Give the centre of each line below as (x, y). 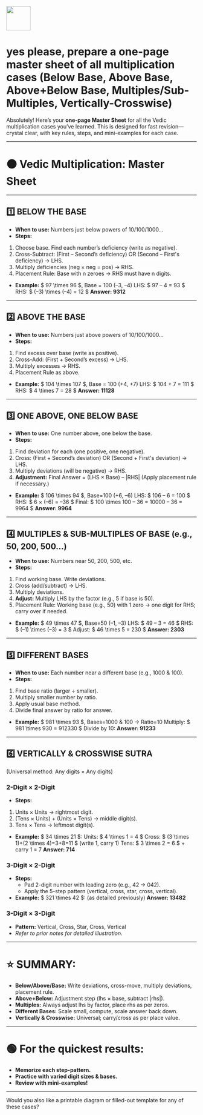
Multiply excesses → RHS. (47, 365)
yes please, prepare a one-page (88, 52)
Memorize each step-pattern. (53, 1070)
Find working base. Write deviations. (60, 579)
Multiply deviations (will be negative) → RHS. (71, 471)
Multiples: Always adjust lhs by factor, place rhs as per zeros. (92, 1005)
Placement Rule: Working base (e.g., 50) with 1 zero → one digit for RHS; (105, 605)
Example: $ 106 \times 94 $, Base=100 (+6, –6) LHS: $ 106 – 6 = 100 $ (102, 496)
